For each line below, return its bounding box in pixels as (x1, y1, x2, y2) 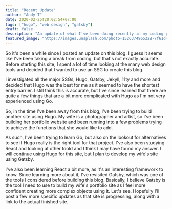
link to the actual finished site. (5, 198, 69, 205)
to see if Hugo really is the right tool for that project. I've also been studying (5, 139, 165, 146)
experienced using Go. (5, 98, 53, 104)
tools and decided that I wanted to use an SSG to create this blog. (5, 66, 144, 72)
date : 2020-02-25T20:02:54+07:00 (5, 17, 77, 22)
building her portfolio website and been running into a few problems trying (5, 119, 162, 125)
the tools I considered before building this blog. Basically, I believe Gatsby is (5, 177, 166, 183)
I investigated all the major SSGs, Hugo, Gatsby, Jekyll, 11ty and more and (5, 76, 160, 82)
